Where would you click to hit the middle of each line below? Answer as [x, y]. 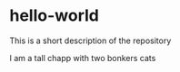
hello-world [55, 16]
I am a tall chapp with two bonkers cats [83, 58]
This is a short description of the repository [90, 40]
